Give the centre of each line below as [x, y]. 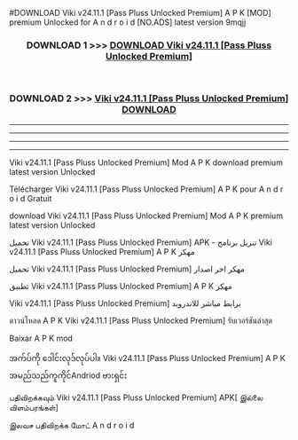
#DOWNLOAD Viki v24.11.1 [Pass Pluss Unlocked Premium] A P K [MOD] [141, 13]
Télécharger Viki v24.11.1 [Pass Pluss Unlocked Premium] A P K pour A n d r [146, 189]
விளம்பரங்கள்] [34, 407]
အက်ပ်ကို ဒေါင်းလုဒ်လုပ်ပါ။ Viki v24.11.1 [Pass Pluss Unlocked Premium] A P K [147, 357]
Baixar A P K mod [41, 338]
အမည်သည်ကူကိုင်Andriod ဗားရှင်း [68, 375]
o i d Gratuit [31, 198]
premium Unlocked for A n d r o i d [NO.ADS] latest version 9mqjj [128, 22]
